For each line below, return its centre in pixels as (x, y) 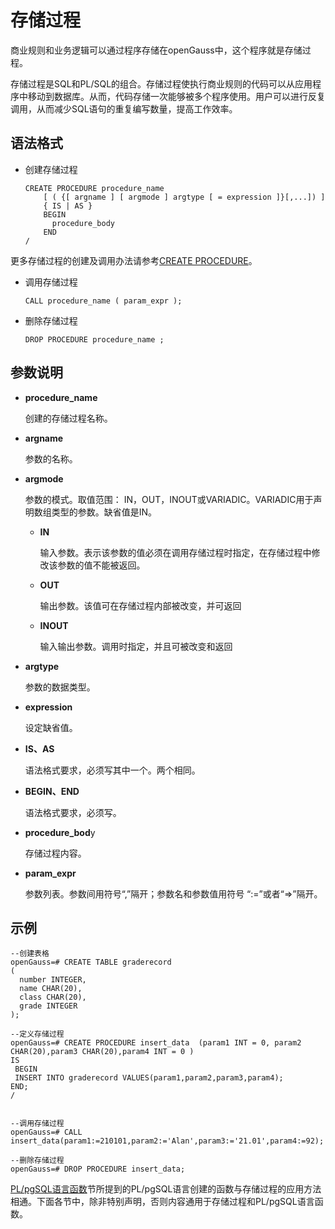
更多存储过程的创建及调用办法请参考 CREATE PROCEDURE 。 (134, 260)
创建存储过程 (51, 169)
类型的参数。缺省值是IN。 (104, 512)
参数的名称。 (51, 458)
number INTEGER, (53, 980)
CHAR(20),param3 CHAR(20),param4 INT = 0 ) (102, 1052)
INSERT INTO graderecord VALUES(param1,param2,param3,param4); (149, 1078)
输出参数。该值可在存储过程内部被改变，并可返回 (140, 605)
